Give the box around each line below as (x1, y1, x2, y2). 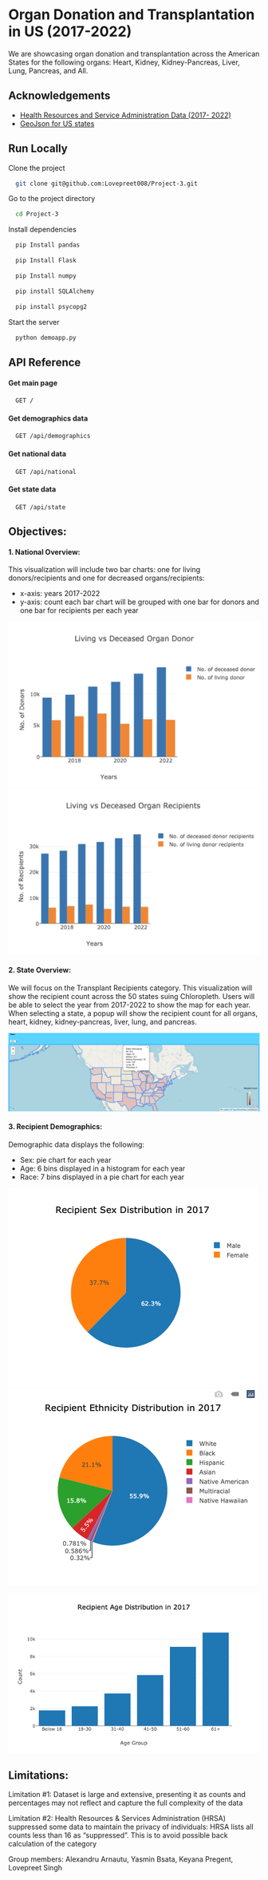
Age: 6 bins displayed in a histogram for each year (19, 1163, 186, 1173)
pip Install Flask (15, 257, 77, 265)
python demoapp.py (15, 334, 77, 342)
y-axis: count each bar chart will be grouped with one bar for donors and (19, 597, 259, 607)
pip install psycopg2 (15, 302, 88, 310)
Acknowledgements (8, 89, 111, 103)
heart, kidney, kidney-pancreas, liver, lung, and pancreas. (8, 1017, 197, 1026)
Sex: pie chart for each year (19, 1155, 112, 1164)
